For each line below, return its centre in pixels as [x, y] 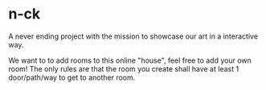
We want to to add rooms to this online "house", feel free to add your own [130, 60]
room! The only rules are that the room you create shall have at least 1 [124, 68]
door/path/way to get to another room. [72, 77]
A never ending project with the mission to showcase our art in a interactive [133, 36]
